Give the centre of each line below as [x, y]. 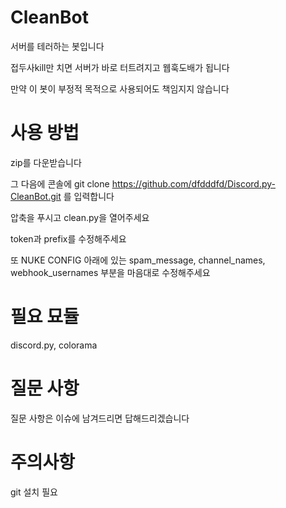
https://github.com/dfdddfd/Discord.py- [193, 183]
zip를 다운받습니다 [46, 162]
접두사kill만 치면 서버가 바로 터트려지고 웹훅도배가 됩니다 [120, 67]
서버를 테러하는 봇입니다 [57, 46]
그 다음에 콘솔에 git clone [60, 183]
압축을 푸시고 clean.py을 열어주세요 [80, 217]
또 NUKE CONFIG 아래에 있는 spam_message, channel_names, [138, 260]
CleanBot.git [36, 196]
